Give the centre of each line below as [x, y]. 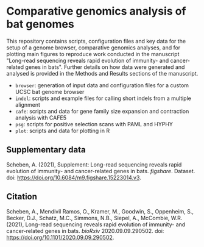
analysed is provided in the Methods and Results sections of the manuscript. [102, 73]
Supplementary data [46, 150]
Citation [22, 197]
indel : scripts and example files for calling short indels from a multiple [103, 98]
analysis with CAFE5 [41, 118]
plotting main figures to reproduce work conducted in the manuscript [93, 54]
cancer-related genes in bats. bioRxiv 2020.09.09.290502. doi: [85, 231]
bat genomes [40, 24]
